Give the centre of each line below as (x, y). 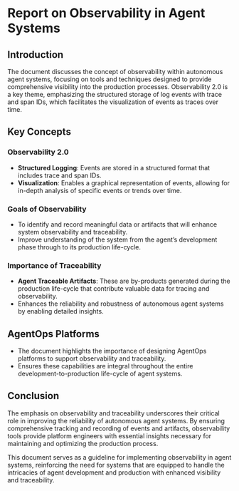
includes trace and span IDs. (59, 175)
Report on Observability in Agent (106, 13)
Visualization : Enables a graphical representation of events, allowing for (123, 182)
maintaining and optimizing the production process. (83, 443)
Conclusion (33, 396)
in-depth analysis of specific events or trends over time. (100, 190)
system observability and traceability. (73, 232)
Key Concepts (39, 132)
